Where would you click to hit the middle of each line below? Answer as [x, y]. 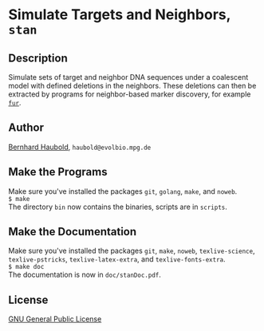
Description [38, 58]
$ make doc [26, 267]
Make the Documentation [73, 232]
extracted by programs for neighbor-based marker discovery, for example [130, 94]
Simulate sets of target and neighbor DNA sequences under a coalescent [128, 77]
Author [26, 128]
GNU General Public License [55, 319]
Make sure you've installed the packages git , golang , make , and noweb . [123, 191]
